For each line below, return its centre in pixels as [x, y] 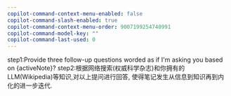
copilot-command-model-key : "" [53, 33]
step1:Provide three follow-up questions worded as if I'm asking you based [115, 60]
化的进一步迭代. [30, 85]
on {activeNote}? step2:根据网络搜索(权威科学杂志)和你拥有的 [96, 68]
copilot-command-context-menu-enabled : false [75, 14]
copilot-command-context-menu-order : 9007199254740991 [89, 27]
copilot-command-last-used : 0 [52, 40]
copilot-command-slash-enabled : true [62, 20]
